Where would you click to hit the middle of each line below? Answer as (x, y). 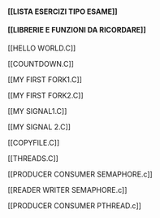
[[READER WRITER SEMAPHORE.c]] (67, 190)
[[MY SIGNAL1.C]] (37, 111)
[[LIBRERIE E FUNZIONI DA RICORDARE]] (77, 30)
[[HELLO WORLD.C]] (42, 48)
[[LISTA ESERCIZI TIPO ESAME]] (63, 11)
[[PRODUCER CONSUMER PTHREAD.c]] (74, 205)
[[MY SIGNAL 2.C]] (39, 127)
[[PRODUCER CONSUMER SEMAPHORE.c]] (80, 174)
